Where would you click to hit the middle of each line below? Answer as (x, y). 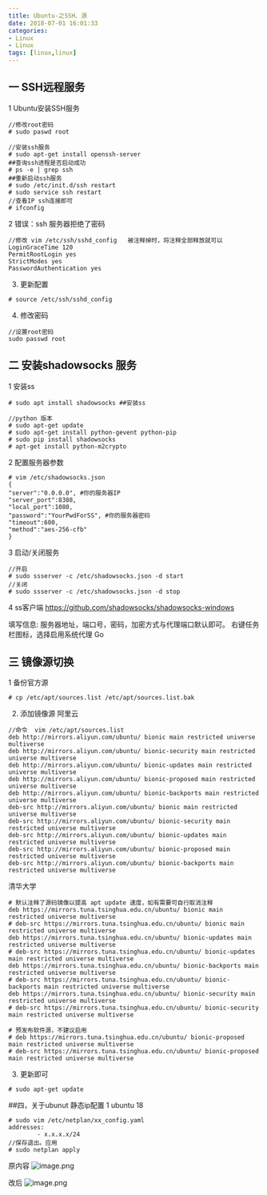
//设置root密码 (31, 332)
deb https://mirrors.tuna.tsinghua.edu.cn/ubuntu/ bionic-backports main (134, 966)
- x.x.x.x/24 (59, 1135)
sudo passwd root (37, 339)
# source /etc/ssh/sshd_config (60, 299)
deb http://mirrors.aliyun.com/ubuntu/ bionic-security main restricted (132, 752)
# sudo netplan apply (44, 1150)
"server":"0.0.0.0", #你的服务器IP (65, 493)
